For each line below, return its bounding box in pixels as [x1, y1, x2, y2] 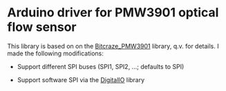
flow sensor [7, 19, 77, 35]
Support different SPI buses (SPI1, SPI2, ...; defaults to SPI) [17, 62, 185, 70]
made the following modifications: [7, 49, 104, 57]
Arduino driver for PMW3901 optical [7, 5, 219, 21]
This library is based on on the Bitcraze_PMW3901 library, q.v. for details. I [7, 42, 219, 50]
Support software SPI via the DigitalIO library [17, 75, 145, 83]
